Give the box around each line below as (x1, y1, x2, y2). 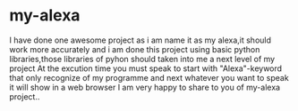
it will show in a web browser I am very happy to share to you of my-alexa (9, 82, 280, 92)
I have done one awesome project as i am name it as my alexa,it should (9, 35, 271, 45)
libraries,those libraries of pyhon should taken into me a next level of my (9, 53, 276, 64)
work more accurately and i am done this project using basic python (9, 44, 260, 54)
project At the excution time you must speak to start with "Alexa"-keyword (9, 63, 283, 74)
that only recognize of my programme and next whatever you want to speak (9, 72, 289, 83)
